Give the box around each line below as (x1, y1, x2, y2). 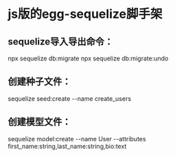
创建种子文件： (8, 76, 71, 88)
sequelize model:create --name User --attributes (8, 134, 146, 143)
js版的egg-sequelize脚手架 (8, 6, 163, 22)
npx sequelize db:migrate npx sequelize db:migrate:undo (8, 54, 169, 62)
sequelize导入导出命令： (8, 36, 114, 47)
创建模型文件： (8, 116, 71, 128)
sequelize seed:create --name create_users (8, 94, 132, 103)
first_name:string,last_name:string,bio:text (8, 142, 127, 150)
